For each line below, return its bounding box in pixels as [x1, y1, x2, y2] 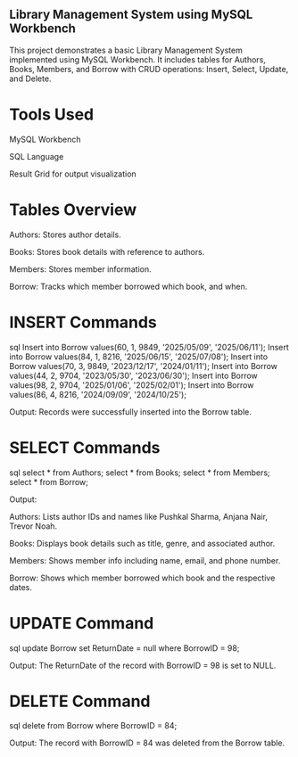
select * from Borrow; [9, 476, 89, 487]
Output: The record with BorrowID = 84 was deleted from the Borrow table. [9, 737, 286, 748]
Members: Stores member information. [9, 263, 152, 275]
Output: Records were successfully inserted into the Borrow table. [9, 406, 252, 417]
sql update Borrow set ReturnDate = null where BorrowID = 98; [9, 642, 240, 654]
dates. [9, 581, 33, 592]
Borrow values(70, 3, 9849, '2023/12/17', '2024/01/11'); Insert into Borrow [9, 360, 278, 371]
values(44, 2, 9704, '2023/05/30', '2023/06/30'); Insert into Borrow [9, 370, 259, 381]
